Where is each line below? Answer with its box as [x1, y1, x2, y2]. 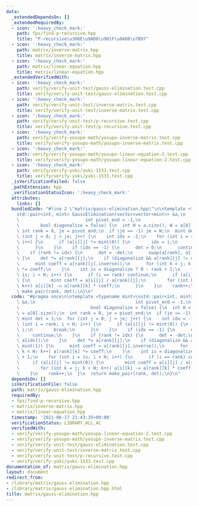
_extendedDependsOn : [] [11, 14, 70, 20]
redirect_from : [6, 475, 44, 481]
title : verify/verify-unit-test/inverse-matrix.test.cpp [16, 107, 160, 113]
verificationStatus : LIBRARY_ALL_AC [11, 420, 101, 426]
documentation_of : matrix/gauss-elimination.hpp [6, 464, 128, 469]
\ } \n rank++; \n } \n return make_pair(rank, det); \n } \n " [16, 370, 181, 376]
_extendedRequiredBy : [11, 19, 65, 25]
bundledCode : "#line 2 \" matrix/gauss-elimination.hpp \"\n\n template [11, 206, 186, 212]
